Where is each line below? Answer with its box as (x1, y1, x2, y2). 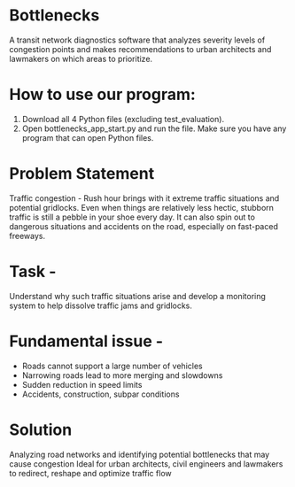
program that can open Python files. (21, 132, 154, 143)
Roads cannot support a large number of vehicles (21, 360, 203, 371)
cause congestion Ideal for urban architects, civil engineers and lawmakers (9, 458, 283, 469)
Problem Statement (9, 164, 155, 184)
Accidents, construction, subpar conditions (21, 389, 180, 399)
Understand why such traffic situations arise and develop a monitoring (9, 290, 266, 301)
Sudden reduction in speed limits (21, 379, 143, 390)
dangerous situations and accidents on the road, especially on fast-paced (9, 220, 279, 231)
